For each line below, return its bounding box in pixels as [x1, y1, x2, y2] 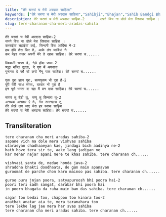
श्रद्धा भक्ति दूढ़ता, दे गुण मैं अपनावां [5, 65, 58, 70]
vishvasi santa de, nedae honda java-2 [5, 161, 87, 166]
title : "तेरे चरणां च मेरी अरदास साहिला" [5, 7, 72, 12]
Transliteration [5, 122, 52, 130]
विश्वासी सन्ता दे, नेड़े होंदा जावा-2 [5, 60, 57, 66]
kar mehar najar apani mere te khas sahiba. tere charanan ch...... [5, 152, 149, 157]
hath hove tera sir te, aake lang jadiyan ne [5, 148, 100, 153]
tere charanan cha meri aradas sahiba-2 [5, 134, 90, 140]
